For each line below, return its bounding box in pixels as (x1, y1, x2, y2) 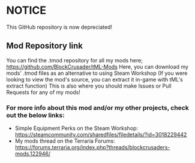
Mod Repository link (6, 41, 83, 51)
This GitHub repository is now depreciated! (6, 23, 113, 31)
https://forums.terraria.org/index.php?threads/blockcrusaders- (14, 144, 170, 151)
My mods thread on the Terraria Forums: (14, 137, 115, 144)
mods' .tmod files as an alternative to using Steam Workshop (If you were (6, 70, 188, 77)
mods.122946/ (14, 150, 51, 158)
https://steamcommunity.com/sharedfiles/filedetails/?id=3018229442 (14, 131, 187, 138)
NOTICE (6, 4, 47, 17)
